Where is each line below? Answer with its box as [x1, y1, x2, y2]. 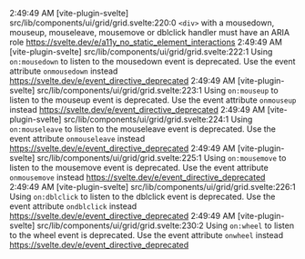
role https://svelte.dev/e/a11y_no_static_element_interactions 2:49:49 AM [9, 36, 282, 47]
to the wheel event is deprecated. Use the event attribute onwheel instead [9, 230, 284, 240]
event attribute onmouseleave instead [9, 134, 146, 144]
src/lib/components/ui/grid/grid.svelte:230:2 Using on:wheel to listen [36, 220, 294, 231]
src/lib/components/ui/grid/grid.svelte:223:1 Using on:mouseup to [36, 85, 280, 95]
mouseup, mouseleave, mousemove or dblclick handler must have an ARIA [9, 27, 290, 37]
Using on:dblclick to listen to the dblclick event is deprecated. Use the [9, 191, 276, 202]
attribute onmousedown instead [9, 65, 118, 76]
